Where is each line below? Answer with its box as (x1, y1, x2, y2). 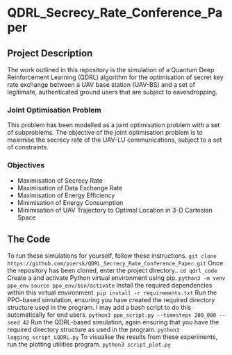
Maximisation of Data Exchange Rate (17, 183, 123, 192)
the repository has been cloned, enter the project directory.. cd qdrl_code (7, 266, 217, 275)
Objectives (7, 160, 45, 170)
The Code (7, 233, 51, 245)
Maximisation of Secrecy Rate (17, 176, 103, 185)
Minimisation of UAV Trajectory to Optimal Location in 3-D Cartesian (17, 206, 213, 214)
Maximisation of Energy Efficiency (17, 191, 115, 199)
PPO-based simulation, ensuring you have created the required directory (7, 296, 215, 304)
